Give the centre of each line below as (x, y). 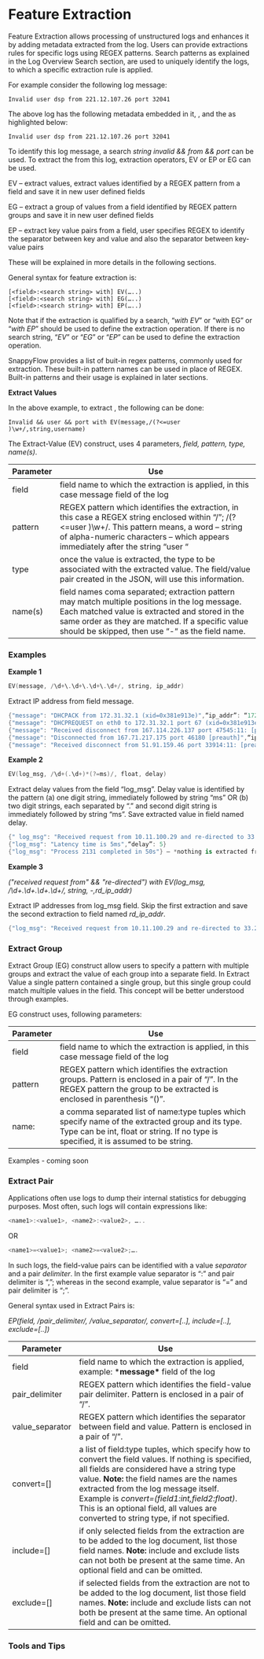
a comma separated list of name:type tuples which (152, 1112)
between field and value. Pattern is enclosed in (165, 1427)
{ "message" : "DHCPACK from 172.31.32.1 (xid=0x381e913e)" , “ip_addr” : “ (128, 716)
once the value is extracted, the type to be (137, 559)
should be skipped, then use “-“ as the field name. (152, 631)
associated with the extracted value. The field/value (155, 569)
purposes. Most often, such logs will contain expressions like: (108, 1207)
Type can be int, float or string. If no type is (139, 1131)
